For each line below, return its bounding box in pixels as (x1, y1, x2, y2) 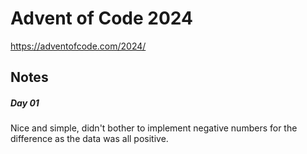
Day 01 (10, 97, 40, 109)
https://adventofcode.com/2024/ (10, 40, 147, 52)
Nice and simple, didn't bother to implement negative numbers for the (10, 122, 298, 134)
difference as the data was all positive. (10, 133, 169, 145)
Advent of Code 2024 (10, 7, 193, 30)
